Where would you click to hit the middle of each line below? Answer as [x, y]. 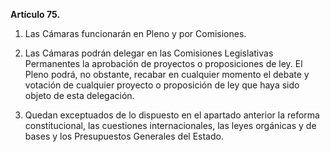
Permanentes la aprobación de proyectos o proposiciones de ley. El [163, 63]
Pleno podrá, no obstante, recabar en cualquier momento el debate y [167, 74]
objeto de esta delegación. [79, 95]
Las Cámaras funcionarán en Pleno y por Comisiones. [135, 33]
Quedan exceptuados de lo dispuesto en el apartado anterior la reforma [172, 115]
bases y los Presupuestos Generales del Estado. [124, 136]
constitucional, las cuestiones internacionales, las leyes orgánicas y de [170, 125]
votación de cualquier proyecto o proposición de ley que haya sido [162, 85]
